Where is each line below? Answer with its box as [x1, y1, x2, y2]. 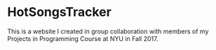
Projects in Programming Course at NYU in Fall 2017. [7, 34, 158, 42]
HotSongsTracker [7, 4, 112, 20]
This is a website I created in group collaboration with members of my [7, 27, 209, 35]
